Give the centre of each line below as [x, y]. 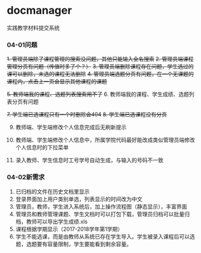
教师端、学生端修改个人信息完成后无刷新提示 [71, 127]
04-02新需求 [26, 177]
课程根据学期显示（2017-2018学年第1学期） [69, 229]
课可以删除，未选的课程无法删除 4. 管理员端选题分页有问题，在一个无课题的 [100, 74]
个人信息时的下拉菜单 [42, 147]
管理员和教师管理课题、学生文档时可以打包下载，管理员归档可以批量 [100, 214]
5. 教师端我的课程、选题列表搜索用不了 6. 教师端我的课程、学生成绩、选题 [98, 94]
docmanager [39, 10]
